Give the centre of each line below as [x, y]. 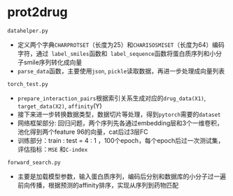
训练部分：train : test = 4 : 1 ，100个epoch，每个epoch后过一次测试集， [121, 140]
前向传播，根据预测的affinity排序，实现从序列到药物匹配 [98, 185]
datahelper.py [28, 31]
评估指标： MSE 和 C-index [52, 149]
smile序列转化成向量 [53, 62]
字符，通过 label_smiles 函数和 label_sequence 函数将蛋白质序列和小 [116, 53]
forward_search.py [34, 162]
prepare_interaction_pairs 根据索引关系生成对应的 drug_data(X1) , [112, 98]
